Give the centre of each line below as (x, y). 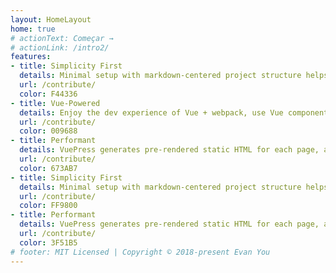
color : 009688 (48, 131)
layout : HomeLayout (51, 19)
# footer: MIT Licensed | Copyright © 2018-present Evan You (140, 252)
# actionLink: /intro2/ (60, 47)
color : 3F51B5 (48, 242)
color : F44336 (48, 94)
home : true (33, 29)
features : (31, 57)
